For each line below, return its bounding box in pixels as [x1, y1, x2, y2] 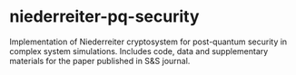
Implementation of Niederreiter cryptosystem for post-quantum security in [9, 36, 288, 47]
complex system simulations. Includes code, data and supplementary [9, 45, 269, 56]
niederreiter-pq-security [9, 6, 200, 27]
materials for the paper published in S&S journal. [9, 55, 191, 66]
